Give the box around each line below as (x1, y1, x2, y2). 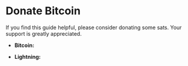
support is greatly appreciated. (5, 30, 82, 37)
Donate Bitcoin (5, 4, 81, 18)
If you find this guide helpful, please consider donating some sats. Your (5, 24, 182, 31)
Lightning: (14, 53, 41, 60)
